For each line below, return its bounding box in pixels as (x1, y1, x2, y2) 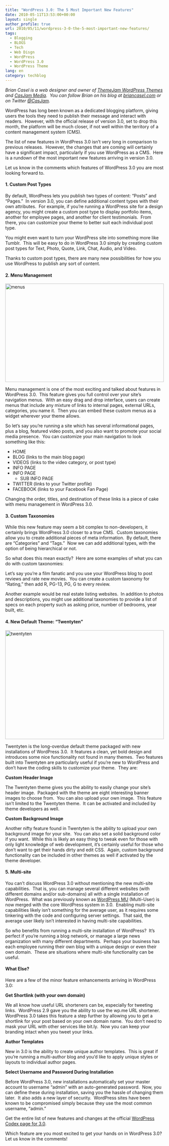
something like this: (5, 439, 46, 445)
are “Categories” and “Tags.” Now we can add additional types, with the (5, 540, 156, 546)
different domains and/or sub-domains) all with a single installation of (5, 891, 149, 897)
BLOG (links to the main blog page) (12, 454, 86, 460)
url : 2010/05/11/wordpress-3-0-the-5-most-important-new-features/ (5, 26, 150, 31)
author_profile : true (5, 21, 51, 27)
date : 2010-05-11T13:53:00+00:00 (5, 12, 75, 17)
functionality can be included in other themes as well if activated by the (5, 852, 153, 858)
